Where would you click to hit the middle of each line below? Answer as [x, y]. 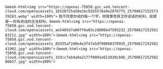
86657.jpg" [16, 62]
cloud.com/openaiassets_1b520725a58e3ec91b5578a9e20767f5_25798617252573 [82, 11]
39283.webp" [17, 17]
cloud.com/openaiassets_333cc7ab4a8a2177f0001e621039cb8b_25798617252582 [82, 57]
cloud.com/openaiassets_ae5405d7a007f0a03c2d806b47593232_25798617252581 [82, 30]
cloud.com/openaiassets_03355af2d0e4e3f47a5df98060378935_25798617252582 [82, 44]
